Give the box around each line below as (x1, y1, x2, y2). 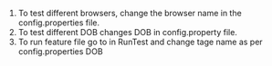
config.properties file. (17, 17, 100, 28)
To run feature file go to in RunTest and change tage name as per (17, 36, 263, 47)
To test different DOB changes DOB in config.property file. (17, 27, 237, 37)
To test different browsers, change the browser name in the (17, 8, 242, 18)
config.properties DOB (17, 46, 103, 57)
